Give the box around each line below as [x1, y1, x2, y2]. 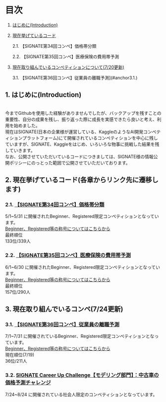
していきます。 [5, 147, 36, 153]
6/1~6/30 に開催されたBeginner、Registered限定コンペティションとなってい [5, 264, 160, 270]
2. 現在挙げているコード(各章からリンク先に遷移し [5, 176, 159, 184]
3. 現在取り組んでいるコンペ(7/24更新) [5, 305, 123, 314]
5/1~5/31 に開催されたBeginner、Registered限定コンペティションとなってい [5, 213, 159, 219]
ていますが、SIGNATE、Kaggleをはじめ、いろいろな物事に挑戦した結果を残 [5, 141, 160, 147]
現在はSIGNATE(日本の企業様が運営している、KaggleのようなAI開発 [5, 129, 144, 135]
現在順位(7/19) [5, 352, 35, 358]
